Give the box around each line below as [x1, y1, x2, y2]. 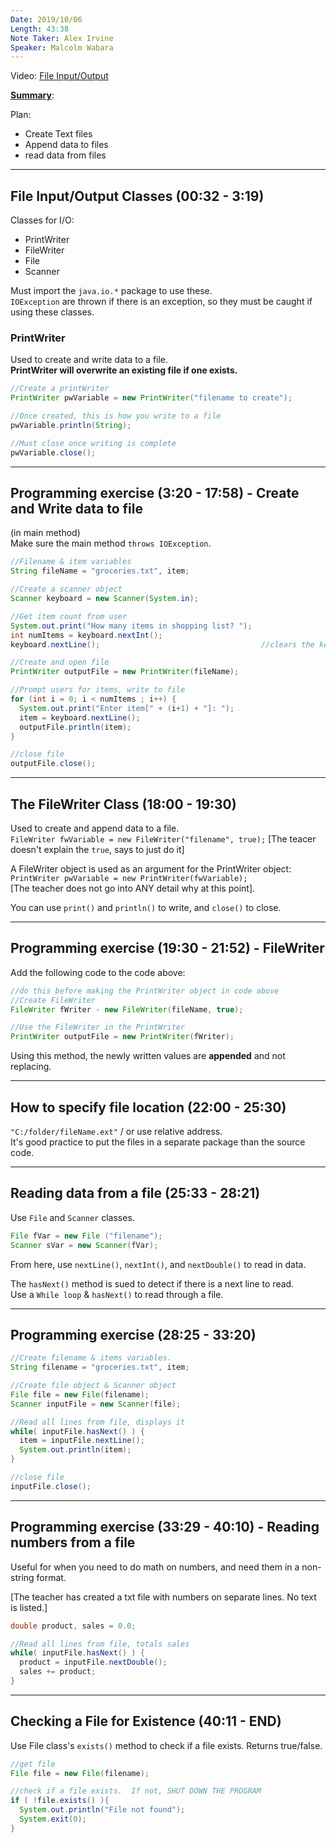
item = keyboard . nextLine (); [19, 712, 141, 723]
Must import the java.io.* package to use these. [10, 285, 213, 297]
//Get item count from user [10, 611, 128, 621]
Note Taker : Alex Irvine [10, 33, 114, 43]
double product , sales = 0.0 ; [10, 1621, 137, 1631]
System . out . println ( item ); [19, 1445, 132, 1455]
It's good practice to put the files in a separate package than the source [10, 1136, 306, 1148]
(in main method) [10, 527, 81, 539]
